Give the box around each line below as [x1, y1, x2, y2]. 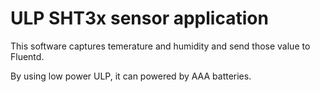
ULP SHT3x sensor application [10, 7, 269, 30]
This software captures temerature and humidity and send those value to [10, 40, 311, 52]
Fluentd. [10, 50, 45, 62]
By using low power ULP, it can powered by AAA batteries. [10, 70, 252, 82]
